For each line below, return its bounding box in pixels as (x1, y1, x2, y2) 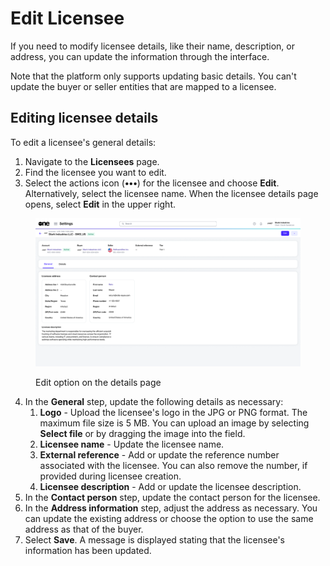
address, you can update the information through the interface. (10, 50, 270, 62)
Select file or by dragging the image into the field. (39, 428, 246, 440)
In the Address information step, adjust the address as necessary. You (24, 502, 318, 514)
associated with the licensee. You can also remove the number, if (39, 460, 308, 472)
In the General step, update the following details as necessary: (24, 396, 284, 408)
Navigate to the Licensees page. (24, 155, 160, 167)
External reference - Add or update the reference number (39, 449, 280, 461)
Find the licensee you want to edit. (24, 166, 167, 178)
